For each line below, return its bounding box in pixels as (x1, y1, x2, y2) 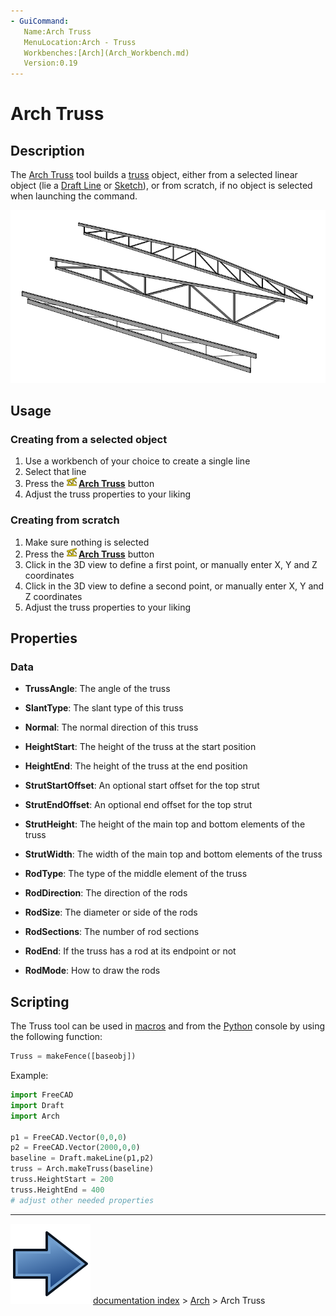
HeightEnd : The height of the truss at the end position (24, 760, 248, 772)
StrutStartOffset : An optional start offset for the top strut (24, 780, 260, 792)
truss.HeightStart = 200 (10, 1175, 114, 1185)
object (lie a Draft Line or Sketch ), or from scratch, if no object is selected (10, 180, 313, 192)
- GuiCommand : (10, 16, 70, 26)
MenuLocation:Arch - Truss (23, 37, 137, 47)
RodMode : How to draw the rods (24, 965, 161, 977)
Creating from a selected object (10, 433, 168, 446)
